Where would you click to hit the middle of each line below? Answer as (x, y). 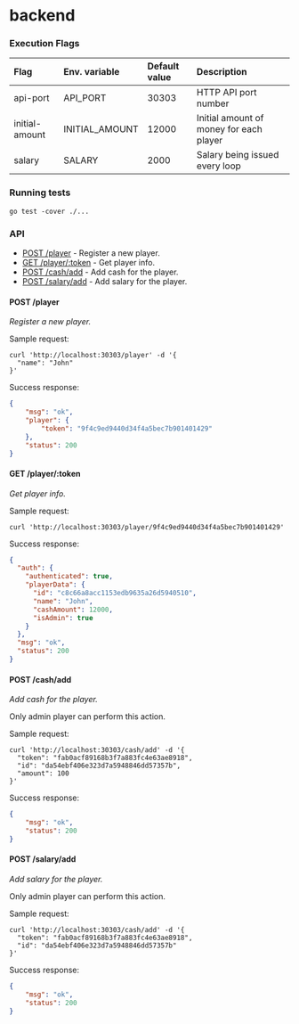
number (213, 103)
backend (42, 16)
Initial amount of (230, 119)
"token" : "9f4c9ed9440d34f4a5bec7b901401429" (127, 429)
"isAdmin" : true (63, 618)
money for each (229, 129)
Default (163, 66)
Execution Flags (44, 44)
